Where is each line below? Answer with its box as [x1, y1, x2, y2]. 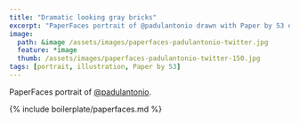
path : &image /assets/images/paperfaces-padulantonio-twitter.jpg [17, 37, 269, 47]
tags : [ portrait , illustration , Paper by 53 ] [9, 63, 181, 72]
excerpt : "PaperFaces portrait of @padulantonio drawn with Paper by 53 [9, 21, 285, 30]
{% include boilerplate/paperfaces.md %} [9, 104, 163, 114]
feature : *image [17, 46, 77, 55]
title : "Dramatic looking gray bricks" [9, 12, 158, 22]
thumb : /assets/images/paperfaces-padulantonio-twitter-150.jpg [17, 54, 261, 63]
